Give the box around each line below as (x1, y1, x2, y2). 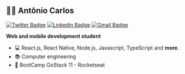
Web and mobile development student (6, 33, 101, 40)
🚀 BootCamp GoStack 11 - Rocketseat (14, 61, 105, 68)
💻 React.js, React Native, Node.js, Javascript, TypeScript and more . (14, 44, 180, 51)
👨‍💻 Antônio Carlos (6, 6, 74, 16)
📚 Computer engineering (14, 53, 76, 60)
